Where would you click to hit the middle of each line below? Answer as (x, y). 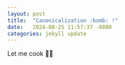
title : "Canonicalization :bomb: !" (63, 20)
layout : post (26, 14)
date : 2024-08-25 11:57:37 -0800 (60, 27)
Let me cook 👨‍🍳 (30, 54)
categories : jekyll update (47, 34)
